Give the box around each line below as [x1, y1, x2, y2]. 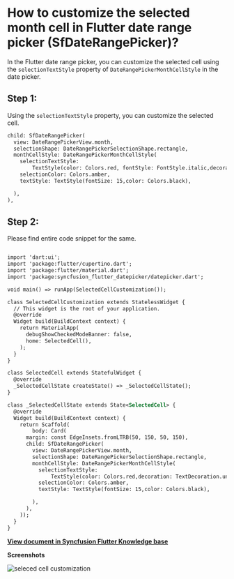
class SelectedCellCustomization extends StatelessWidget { [7, 299, 186, 306]
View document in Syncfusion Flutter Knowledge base [7, 537, 169, 546]
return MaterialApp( [19, 324, 79, 332]
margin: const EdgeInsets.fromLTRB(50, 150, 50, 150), [25, 434, 189, 441]
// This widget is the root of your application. [13, 305, 160, 312]
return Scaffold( [19, 421, 70, 428]
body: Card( [32, 428, 68, 435]
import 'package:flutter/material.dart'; [7, 267, 130, 274]
